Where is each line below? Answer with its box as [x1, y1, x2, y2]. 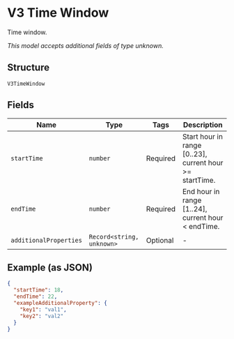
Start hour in [182, 131, 223, 141]
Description [182, 120, 223, 130]
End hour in [182, 186, 220, 196]
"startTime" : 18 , [13, 287, 64, 294]
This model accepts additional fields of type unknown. [7, 41, 164, 50]
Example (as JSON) [7, 262, 93, 273]
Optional [146, 235, 174, 245]
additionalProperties [10, 236, 82, 244]
